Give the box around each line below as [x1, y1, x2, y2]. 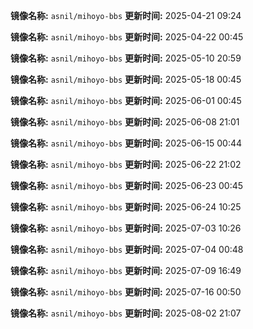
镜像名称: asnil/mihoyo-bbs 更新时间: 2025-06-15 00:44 [10, 137, 243, 149]
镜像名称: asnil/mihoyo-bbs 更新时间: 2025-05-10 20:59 [10, 52, 242, 64]
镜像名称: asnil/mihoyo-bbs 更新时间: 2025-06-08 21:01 [10, 116, 240, 128]
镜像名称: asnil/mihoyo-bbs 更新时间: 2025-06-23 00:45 [10, 180, 244, 191]
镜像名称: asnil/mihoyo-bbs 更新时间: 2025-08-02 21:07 [10, 307, 242, 319]
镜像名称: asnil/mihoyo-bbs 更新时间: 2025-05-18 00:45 [10, 74, 242, 85]
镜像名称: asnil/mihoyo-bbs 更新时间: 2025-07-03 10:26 [10, 222, 242, 234]
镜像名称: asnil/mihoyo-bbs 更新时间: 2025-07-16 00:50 [10, 286, 242, 298]
